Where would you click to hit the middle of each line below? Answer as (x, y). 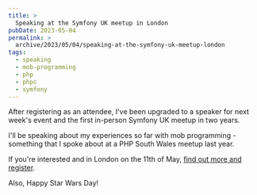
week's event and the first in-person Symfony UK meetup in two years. (124, 120)
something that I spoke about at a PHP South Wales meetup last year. (121, 144)
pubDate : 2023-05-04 (42, 30)
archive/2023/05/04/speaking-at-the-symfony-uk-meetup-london (120, 45)
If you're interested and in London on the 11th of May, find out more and (125, 159)
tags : (17, 52)
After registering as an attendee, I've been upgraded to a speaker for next (129, 112)
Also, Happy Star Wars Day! (54, 183)
